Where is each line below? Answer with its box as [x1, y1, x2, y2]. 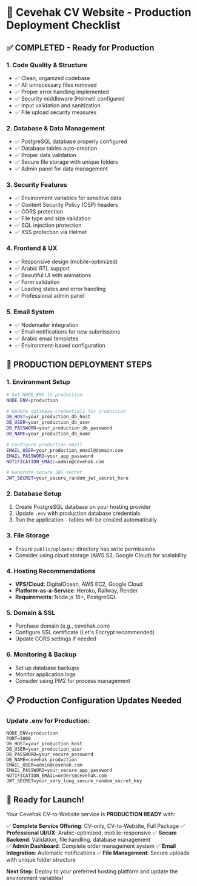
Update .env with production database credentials [15, 509, 141, 517]
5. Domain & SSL [6, 608, 56, 617]
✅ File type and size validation [15, 215, 91, 222]
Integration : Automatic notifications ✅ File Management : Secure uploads [6, 849, 190, 857]
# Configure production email [6, 441, 83, 448]
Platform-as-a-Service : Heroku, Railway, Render [15, 587, 138, 594]
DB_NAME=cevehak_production [6, 757, 78, 763]
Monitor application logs [15, 670, 76, 678]
